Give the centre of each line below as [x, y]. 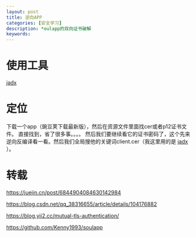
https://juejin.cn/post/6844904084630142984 [64, 192]
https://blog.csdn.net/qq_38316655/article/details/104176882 [82, 204]
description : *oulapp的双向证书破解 [49, 28]
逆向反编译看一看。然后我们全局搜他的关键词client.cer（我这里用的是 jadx [97, 141]
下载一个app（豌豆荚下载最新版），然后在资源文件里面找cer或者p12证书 [94, 126]
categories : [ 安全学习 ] [34, 23]
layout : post [22, 12]
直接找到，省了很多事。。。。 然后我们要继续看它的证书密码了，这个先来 [104, 134]
